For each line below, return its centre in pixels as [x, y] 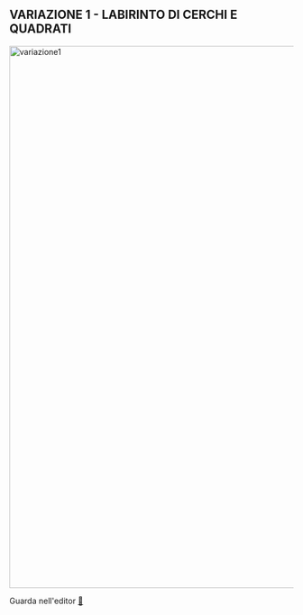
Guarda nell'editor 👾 [46, 601]
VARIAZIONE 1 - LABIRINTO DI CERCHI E [124, 15]
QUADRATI [41, 29]
